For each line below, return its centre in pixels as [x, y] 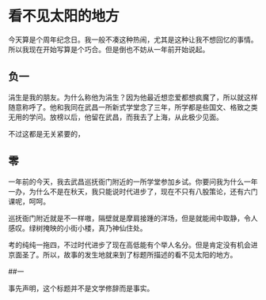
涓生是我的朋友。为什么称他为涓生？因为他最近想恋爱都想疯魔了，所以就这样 [133, 97]
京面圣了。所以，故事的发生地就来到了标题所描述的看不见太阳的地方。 [123, 254]
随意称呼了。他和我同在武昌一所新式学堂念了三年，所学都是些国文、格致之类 [133, 107]
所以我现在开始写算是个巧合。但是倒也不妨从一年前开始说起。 [109, 49]
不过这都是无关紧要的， [46, 133]
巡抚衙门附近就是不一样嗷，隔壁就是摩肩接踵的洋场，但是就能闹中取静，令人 [133, 218]
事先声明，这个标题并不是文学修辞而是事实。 [81, 288]
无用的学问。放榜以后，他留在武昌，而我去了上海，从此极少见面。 [116, 117]
